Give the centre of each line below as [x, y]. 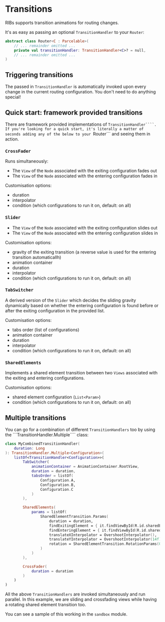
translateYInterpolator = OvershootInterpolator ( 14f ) [105, 539]
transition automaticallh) [37, 257]
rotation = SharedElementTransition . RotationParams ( [104, 544]
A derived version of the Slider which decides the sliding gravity [71, 300]
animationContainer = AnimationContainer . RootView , [85, 467]
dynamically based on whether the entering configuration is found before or [82, 305]
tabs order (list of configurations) [46, 330]
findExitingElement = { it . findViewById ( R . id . [97, 526]
